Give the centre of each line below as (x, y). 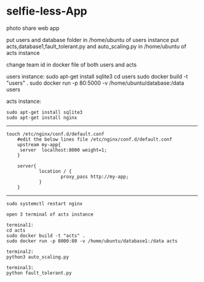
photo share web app (33, 28)
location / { (55, 171)
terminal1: (20, 225)
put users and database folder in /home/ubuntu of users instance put (93, 40)
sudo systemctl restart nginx (45, 203)
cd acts (16, 230)
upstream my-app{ (39, 144)
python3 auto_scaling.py (38, 257)
